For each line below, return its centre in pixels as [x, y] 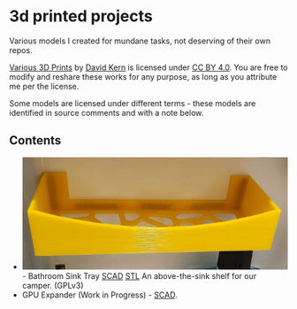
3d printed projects [81, 16]
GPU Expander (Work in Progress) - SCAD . [100, 295]
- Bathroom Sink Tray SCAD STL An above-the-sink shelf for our [139, 276]
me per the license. [44, 86]
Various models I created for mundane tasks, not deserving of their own [140, 41]
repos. [21, 50]
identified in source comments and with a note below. [107, 112]
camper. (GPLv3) [53, 286]
